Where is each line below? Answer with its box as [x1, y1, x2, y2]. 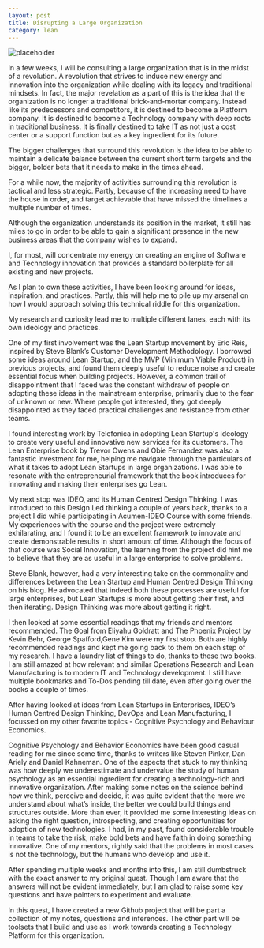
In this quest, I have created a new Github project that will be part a [8, 905, 226, 915]
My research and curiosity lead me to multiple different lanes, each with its [8, 314, 251, 324]
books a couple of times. [8, 685, 89, 694]
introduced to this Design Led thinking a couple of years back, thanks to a [8, 503, 248, 513]
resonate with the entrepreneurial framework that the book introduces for [8, 471, 246, 480]
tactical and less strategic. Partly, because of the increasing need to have [8, 186, 247, 196]
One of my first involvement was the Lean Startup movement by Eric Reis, [8, 338, 247, 348]
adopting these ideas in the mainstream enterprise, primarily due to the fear [8, 389, 254, 398]
